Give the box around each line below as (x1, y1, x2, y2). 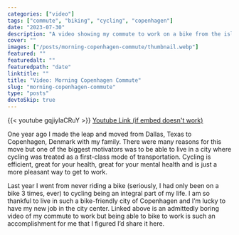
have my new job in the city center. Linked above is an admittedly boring (7, 204, 219, 212)
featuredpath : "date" (7, 63, 72, 70)
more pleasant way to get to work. (7, 168, 108, 176)
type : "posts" (7, 90, 50, 97)
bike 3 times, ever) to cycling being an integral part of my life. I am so (7, 189, 210, 197)
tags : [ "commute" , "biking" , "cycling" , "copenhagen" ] (7, 17, 174, 24)
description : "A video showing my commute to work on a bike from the (7, 30, 221, 38)
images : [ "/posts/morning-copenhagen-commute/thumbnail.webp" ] (7, 43, 199, 51)
